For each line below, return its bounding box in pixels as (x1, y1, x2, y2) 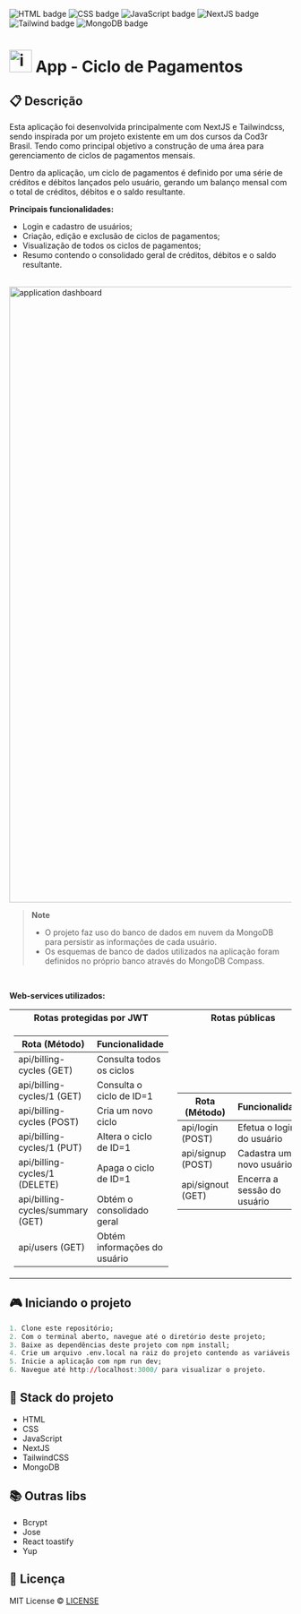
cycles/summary (18, 1205, 89, 1216)
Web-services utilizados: (9, 991, 106, 1000)
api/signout (181, 1179, 229, 1190)
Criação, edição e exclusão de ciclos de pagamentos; (21, 231, 221, 241)
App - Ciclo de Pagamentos (35, 56, 244, 77)
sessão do (236, 1184, 281, 1196)
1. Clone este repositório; (9, 1324, 115, 1333)
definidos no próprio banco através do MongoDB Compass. (44, 956, 265, 966)
